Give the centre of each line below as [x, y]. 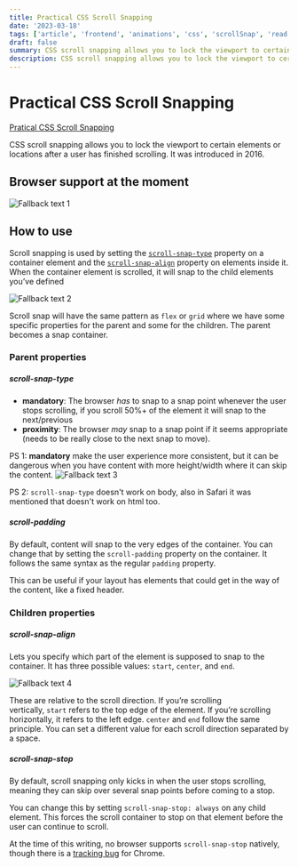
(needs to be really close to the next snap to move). [116, 439]
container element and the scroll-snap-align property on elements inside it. [149, 262]
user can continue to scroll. [59, 827]
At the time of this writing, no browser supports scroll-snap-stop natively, [145, 844]
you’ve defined [37, 281]
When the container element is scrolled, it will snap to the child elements [141, 271]
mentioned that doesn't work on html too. [85, 502]
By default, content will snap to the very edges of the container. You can [141, 544]
